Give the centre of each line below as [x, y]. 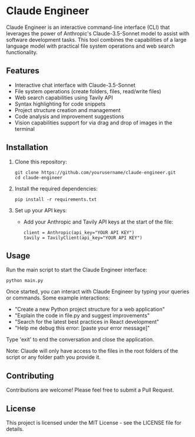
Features [23, 71]
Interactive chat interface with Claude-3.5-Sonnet [75, 85]
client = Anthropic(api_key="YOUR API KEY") [79, 232]
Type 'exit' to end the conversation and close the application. [80, 340]
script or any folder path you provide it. [54, 357]
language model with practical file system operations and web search [90, 46]
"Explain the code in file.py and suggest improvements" [82, 316]
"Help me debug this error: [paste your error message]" [82, 328]
